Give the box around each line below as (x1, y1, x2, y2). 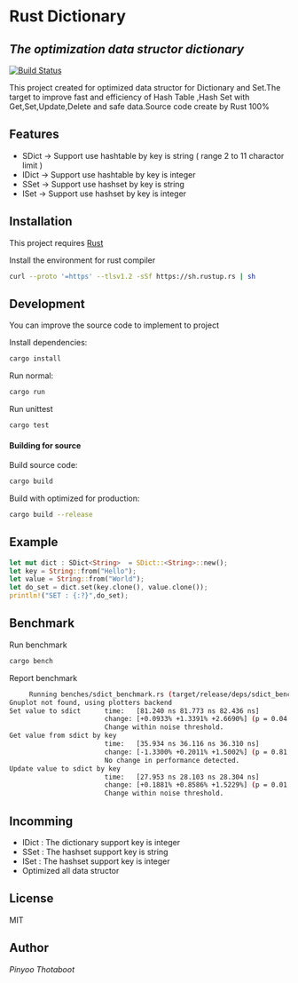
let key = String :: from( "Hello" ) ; (9, 567, 137, 575)
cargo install (9, 354, 62, 363)
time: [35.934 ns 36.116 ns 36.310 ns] (104, 740, 260, 749)
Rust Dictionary (9, 6, 127, 27)
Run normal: (9, 370, 54, 381)
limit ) (21, 160, 43, 170)
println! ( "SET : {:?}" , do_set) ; (9, 591, 129, 600)
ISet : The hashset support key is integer (21, 855, 170, 867)
